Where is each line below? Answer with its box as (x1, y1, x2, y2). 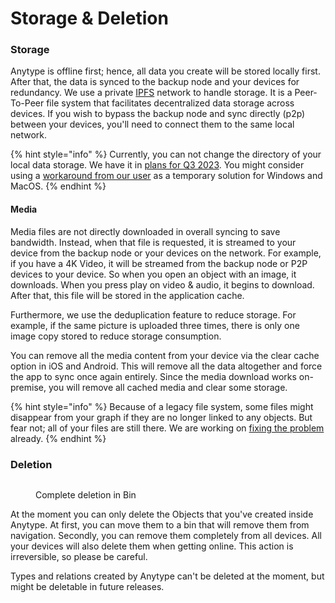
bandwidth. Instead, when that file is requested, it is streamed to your (10, 236, 297, 248)
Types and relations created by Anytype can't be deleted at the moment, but (10, 570, 325, 582)
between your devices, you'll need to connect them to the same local (10, 118, 295, 131)
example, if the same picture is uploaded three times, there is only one (10, 319, 300, 331)
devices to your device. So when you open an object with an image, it (10, 268, 297, 280)
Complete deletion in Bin (35, 488, 137, 501)
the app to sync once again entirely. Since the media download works (10, 370, 297, 382)
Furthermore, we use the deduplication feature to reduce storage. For (10, 308, 297, 321)
